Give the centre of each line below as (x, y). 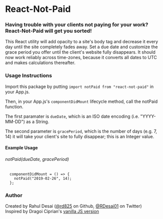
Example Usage (22, 148)
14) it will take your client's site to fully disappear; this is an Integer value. (80, 136)
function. (14, 107)
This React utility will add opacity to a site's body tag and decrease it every (82, 42)
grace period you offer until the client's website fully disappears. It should (81, 52)
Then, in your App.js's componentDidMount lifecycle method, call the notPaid (81, 101)
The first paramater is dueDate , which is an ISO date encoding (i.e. (72, 116)
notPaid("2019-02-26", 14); (43, 178)
